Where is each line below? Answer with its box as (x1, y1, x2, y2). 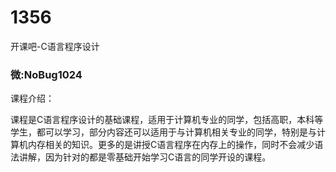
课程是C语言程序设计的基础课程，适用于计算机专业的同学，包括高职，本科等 (10, 114, 324, 126)
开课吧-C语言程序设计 (10, 40, 100, 52)
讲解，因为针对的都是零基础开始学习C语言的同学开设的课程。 (18, 151, 272, 163)
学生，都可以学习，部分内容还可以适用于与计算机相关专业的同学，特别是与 (10, 126, 317, 138)
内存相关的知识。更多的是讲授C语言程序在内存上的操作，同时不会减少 (27, 139, 315, 151)
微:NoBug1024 (10, 67, 83, 81)
